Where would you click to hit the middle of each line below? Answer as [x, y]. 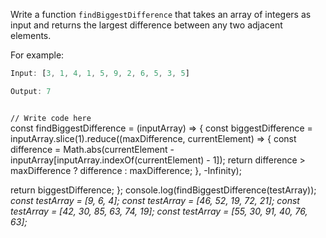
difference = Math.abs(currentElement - [92, 149]
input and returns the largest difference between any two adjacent [146, 25]
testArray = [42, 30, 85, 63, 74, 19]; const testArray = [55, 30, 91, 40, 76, [159, 211]
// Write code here [51, 118]
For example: [37, 55]
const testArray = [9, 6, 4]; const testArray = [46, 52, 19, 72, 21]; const [155, 200]
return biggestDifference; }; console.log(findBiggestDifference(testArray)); [163, 190]
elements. [31, 35]
